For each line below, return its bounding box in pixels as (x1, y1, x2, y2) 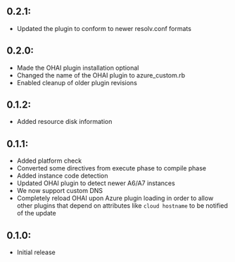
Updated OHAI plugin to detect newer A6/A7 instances (16, 179, 175, 187)
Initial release (16, 248, 56, 256)
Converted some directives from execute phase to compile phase (16, 164, 207, 173)
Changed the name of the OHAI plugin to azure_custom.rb (16, 70, 186, 80)
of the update (16, 209, 57, 218)
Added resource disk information (16, 118, 113, 126)
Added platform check (16, 156, 82, 165)
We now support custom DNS (16, 187, 103, 195)
